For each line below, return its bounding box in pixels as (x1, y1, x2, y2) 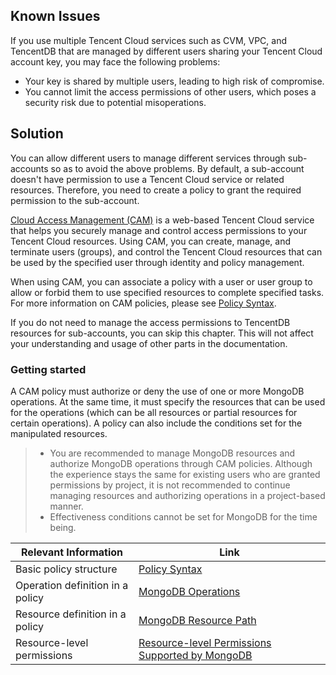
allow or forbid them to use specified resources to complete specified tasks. (10, 286, 325, 298)
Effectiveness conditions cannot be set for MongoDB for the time (49, 510, 318, 523)
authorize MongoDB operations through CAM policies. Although (49, 457, 313, 469)
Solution (10, 125, 64, 143)
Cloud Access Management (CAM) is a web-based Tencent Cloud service (10, 214, 315, 226)
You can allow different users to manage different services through (10, 152, 286, 164)
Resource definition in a (15, 607, 127, 621)
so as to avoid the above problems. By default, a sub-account (50, 162, 305, 174)
